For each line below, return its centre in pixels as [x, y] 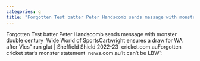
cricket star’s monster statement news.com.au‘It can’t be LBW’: [84, 53]
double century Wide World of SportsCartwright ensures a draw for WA [94, 40]
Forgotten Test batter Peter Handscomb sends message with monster [92, 34]
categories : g [24, 12]
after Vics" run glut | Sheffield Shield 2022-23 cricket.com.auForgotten [94, 46]
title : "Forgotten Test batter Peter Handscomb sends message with [92, 17]
